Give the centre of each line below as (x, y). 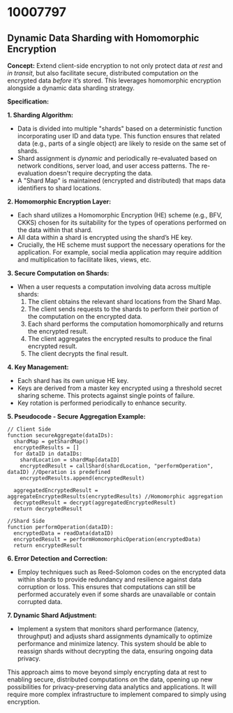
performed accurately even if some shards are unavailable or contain (116, 594)
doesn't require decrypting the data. (100, 173)
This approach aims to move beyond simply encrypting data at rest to (107, 672)
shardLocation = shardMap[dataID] (70, 460)
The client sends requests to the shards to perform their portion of (123, 309)
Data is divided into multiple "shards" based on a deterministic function (120, 129)
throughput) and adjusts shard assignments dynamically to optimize (115, 636)
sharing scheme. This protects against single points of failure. (106, 395)
